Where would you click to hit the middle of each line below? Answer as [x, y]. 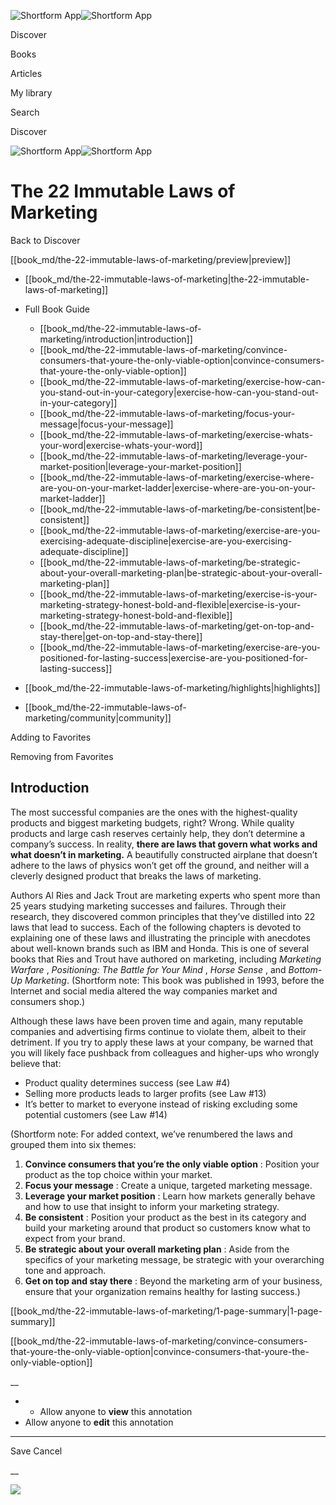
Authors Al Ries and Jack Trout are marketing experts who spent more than [165, 895]
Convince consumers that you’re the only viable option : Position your [172, 1164]
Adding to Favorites [51, 737]
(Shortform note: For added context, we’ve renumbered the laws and [151, 1134]
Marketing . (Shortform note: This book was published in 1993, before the [174, 980]
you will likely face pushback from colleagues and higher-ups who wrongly [165, 1052]
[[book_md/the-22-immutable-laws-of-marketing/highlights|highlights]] [172, 687]
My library [31, 93]
